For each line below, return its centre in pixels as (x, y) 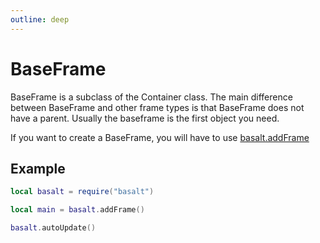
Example (38, 168)
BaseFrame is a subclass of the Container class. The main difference (151, 97)
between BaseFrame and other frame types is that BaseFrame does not (157, 107)
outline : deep (40, 19)
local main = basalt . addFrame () (77, 210)
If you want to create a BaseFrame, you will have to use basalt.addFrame (160, 137)
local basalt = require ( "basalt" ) (82, 192)
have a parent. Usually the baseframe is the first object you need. (145, 118)
